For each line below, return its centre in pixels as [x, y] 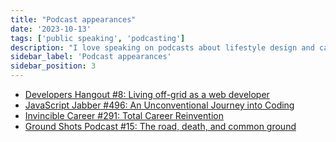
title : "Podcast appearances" [73, 19]
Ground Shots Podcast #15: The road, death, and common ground [160, 126]
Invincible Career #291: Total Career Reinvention [124, 115]
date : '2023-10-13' [51, 29]
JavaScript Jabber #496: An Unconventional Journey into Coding [159, 105]
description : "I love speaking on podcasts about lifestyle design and [162, 47]
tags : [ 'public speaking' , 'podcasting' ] [98, 38]
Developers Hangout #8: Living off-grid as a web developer [147, 94]
